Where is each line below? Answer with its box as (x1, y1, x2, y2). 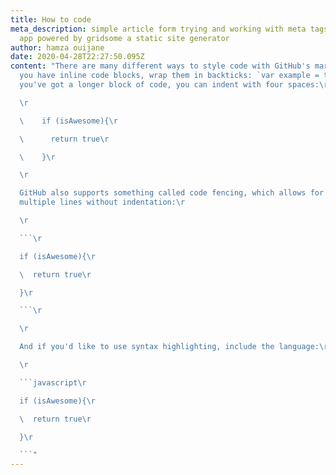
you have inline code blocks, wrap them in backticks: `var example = (19, 71, 320, 81)
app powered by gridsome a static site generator (19, 33, 230, 43)
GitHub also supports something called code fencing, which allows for (19, 188, 325, 198)
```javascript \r (19, 377, 87, 388)
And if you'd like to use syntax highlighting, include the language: (19, 342, 320, 352)
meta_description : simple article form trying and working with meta (10, 24, 307, 34)
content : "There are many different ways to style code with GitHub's (10, 61, 311, 71)
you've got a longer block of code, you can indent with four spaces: (19, 80, 320, 90)
